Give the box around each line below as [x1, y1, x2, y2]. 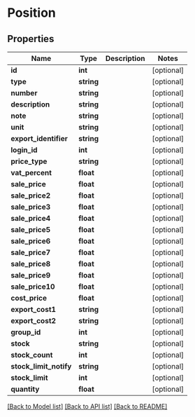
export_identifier [10, 134, 68, 143]
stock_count [10, 350, 53, 360]
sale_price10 [10, 282, 55, 292]
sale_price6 [10, 236, 51, 246]
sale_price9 [10, 271, 51, 280]
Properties [7, 33, 55, 45]
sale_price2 [10, 191, 51, 200]
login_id [10, 145, 38, 155]
